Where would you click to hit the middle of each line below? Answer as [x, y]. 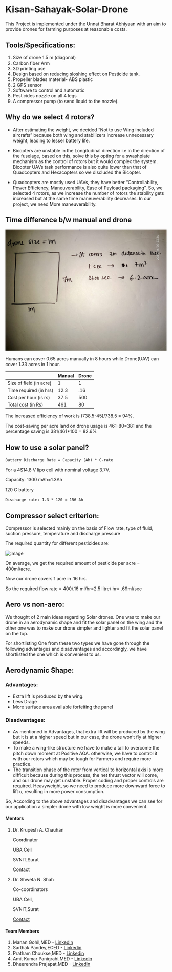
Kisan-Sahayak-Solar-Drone [67, 9]
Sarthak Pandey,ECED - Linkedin [47, 948]
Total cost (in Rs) [25, 404]
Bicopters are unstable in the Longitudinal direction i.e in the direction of [89, 150]
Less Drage [25, 701]
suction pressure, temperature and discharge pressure [63, 533]
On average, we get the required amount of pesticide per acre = [73, 563]
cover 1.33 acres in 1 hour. [33, 364]
